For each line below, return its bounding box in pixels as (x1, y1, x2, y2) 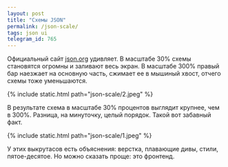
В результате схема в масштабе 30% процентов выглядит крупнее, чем (7, 104, 220, 112)
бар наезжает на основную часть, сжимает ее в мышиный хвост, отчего (7, 70, 222, 78)
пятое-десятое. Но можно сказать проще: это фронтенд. (7, 153, 175, 161)
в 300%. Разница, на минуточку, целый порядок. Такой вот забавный (7, 111, 211, 119)
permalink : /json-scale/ (7, 23, 79, 30)
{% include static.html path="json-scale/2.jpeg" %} (7, 90, 154, 99)
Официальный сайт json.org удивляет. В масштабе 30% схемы (7, 55, 191, 63)
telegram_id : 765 (7, 36, 57, 43)
